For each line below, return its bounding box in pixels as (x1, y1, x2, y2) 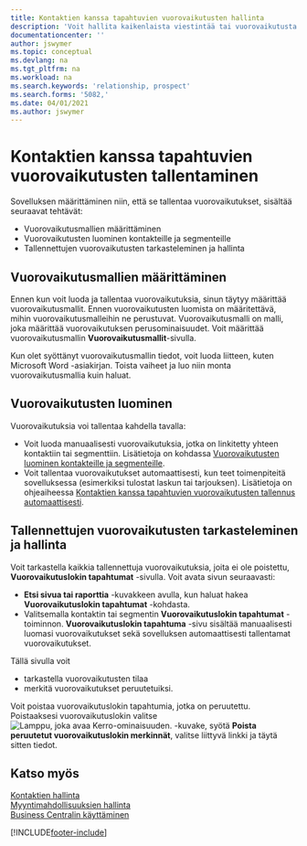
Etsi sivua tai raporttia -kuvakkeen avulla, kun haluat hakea (23, 589, 249, 600)
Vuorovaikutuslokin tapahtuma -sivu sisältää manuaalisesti (65, 618, 292, 629)
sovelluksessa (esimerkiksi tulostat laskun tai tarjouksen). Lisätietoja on (23, 477, 292, 487)
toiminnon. (23, 618, 64, 629)
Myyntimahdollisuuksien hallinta (10, 799, 132, 810)
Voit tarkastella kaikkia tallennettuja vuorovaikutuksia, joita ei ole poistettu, (10, 562, 291, 573)
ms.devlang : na (10, 56, 69, 65)
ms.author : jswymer (10, 107, 85, 116)
